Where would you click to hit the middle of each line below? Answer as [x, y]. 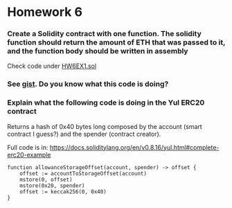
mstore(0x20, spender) [52, 185]
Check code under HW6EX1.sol [52, 66]
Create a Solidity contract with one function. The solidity [105, 34]
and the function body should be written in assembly [98, 51]
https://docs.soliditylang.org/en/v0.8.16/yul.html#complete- [134, 147]
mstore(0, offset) [46, 180]
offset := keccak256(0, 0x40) [63, 191]
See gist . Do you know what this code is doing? [88, 84]
